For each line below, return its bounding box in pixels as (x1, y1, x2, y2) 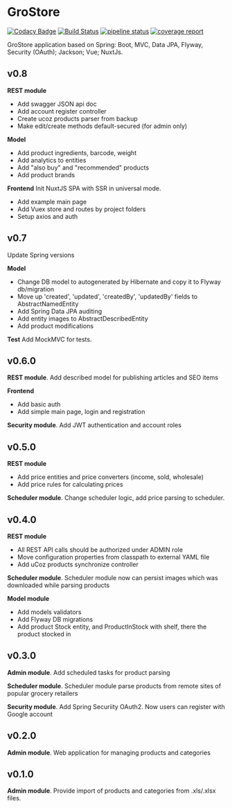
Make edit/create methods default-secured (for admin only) (17, 122, 188, 130)
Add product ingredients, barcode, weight (17, 148, 137, 156)
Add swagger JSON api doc (17, 100, 97, 108)
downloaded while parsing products (7, 581, 110, 589)
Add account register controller (17, 107, 107, 115)
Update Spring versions (7, 251, 75, 259)
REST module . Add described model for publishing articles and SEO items (7, 373, 219, 381)
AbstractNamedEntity (17, 299, 79, 308)
